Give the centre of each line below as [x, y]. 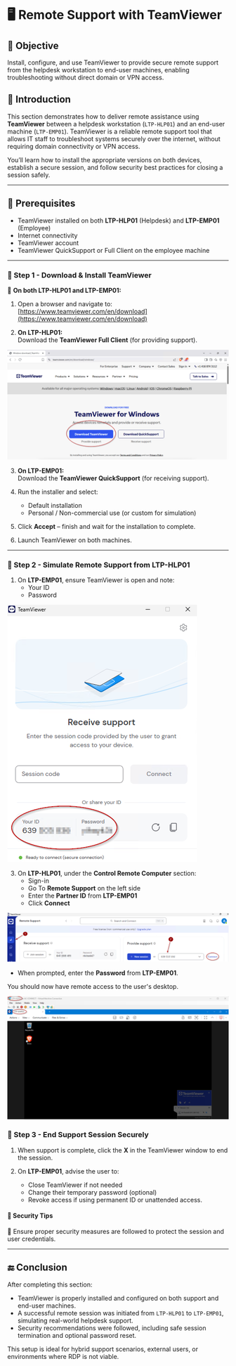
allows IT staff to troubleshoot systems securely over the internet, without [114, 138]
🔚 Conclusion [38, 1267]
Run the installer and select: [58, 492]
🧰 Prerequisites [41, 203]
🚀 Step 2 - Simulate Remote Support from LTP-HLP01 [99, 565]
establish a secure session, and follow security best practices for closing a [115, 167]
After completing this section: [50, 1285]
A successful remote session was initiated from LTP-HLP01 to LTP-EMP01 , [120, 1313]
